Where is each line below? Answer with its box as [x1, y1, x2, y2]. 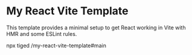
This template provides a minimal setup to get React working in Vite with [6, 24, 186, 31]
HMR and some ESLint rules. [6, 30, 77, 37]
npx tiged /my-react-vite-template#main [6, 42, 107, 49]
